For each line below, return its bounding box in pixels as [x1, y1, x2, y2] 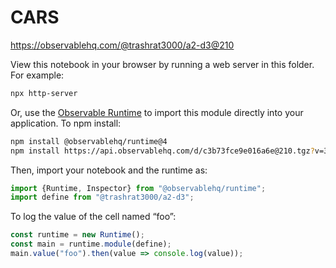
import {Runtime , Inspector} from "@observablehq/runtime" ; [10, 183, 267, 193]
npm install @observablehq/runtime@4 [10, 136, 168, 146]
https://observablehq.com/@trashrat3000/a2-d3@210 [10, 39, 235, 51]
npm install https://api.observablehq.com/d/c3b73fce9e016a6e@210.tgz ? [10, 146, 315, 156]
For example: [10, 69, 65, 81]
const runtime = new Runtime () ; [10, 230, 145, 240]
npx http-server [10, 88, 78, 98]
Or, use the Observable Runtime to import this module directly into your [10, 106, 304, 118]
